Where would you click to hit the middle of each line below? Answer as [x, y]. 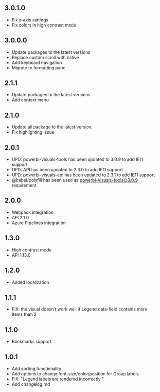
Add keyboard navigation [37, 62]
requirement [24, 186]
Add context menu [30, 100]
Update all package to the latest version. [52, 127]
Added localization [30, 282]
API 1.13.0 [21, 255]
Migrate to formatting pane [38, 67]
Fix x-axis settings [30, 20]
